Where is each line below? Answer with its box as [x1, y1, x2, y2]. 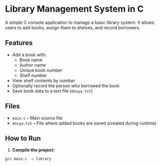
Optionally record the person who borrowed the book [12, 83, 120, 89]
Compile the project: [12, 147, 55, 153]
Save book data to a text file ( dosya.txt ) [12, 88, 93, 93]
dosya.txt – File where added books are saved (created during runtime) [12, 120, 157, 126]
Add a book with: [12, 52, 47, 57]
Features [5, 39, 33, 47]
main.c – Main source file [12, 115, 63, 121]
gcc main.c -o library [5, 157, 51, 162]
